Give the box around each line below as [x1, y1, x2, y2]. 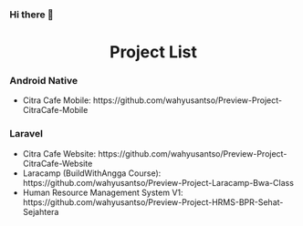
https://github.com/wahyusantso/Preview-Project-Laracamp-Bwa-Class [22, 177, 295, 188]
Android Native [9, 75, 78, 87]
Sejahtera [22, 206, 59, 217]
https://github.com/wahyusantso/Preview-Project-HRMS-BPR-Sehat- [22, 196, 284, 208]
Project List [109, 42, 198, 63]
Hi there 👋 [9, 8, 55, 21]
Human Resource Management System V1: [22, 187, 184, 198]
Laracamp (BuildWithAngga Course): [22, 168, 162, 179]
